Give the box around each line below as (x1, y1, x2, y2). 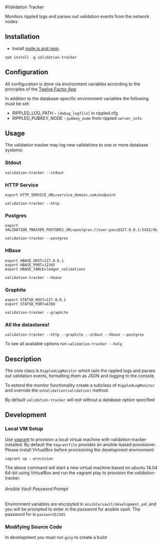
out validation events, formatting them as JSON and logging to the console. (5, 373, 155, 379)
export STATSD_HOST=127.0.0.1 (5, 297, 66, 302)
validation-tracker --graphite (5, 310, 68, 315)
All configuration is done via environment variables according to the (5, 81, 141, 87)
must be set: (5, 100, 30, 106)
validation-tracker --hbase (5, 275, 62, 280)
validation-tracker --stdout (5, 170, 64, 175)
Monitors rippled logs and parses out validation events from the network (5, 14, 149, 19)
